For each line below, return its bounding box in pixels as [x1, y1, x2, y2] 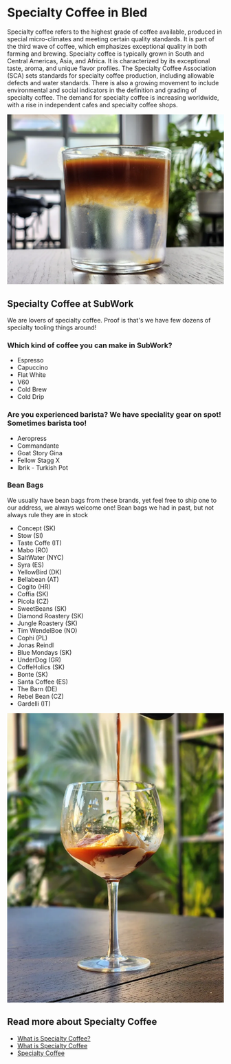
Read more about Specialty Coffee [7, 1016, 157, 1028]
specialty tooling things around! [7, 323, 97, 332]
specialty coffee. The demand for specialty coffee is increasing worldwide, [7, 93, 219, 101]
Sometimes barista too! [7, 418, 87, 428]
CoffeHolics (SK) [16, 662, 65, 671]
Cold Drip [16, 393, 45, 401]
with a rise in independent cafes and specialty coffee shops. [7, 100, 178, 109]
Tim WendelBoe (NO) [16, 626, 78, 634]
